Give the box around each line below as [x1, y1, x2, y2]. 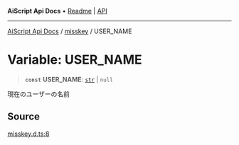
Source [7, 110, 41, 123]
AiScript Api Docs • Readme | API [7, 7, 108, 15]
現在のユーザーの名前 [7, 89, 70, 98]
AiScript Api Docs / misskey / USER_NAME [7, 27, 132, 35]
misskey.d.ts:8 [7, 129, 50, 138]
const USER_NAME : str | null [24, 75, 114, 83]
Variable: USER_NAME [7, 52, 142, 68]
